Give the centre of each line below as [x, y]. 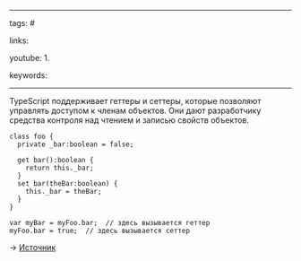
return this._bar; [60, 168]
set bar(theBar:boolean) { [68, 184]
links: [19, 40]
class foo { [31, 136]
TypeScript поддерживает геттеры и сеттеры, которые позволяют [135, 101]
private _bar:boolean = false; [76, 144]
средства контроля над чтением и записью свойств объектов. [129, 120]
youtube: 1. [30, 58]
